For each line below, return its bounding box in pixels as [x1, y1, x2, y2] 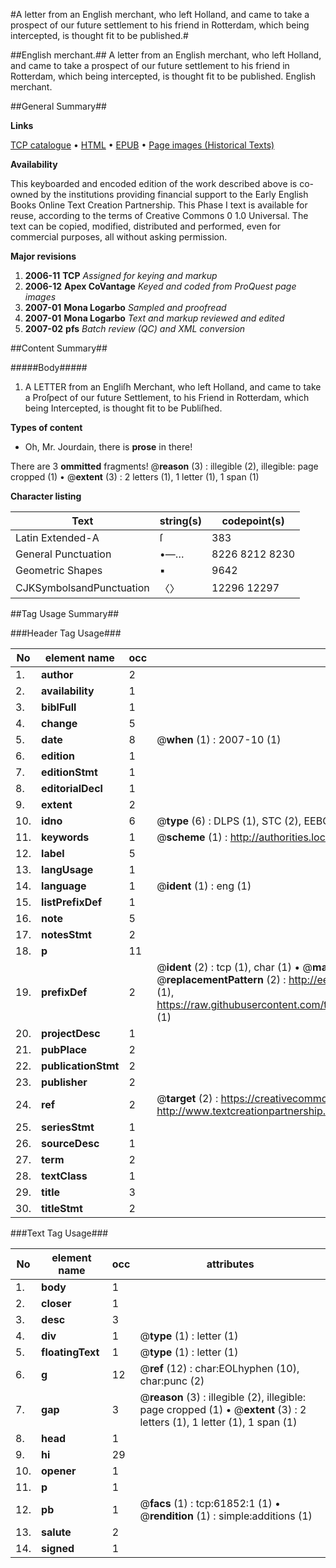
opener [41, 1464, 77, 1478]
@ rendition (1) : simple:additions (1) [139, 1509, 313, 1523]
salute [41, 1525, 72, 1539]
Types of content [10, 422, 83, 433]
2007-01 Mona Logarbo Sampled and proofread [24, 302, 227, 313]
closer [41, 1297, 72, 1310]
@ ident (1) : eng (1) [156, 879, 252, 893]
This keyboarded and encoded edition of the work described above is [10, 178, 298, 189]
